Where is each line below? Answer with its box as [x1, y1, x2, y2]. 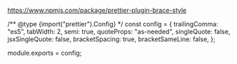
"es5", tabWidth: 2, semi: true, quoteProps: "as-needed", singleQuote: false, [7, 28, 231, 36]
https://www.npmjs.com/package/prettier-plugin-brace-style [7, 6, 187, 14]
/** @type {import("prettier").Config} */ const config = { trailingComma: [7, 20, 219, 28]
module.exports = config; [7, 49, 82, 57]
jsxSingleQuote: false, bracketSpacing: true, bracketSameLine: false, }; [7, 35, 216, 43]
